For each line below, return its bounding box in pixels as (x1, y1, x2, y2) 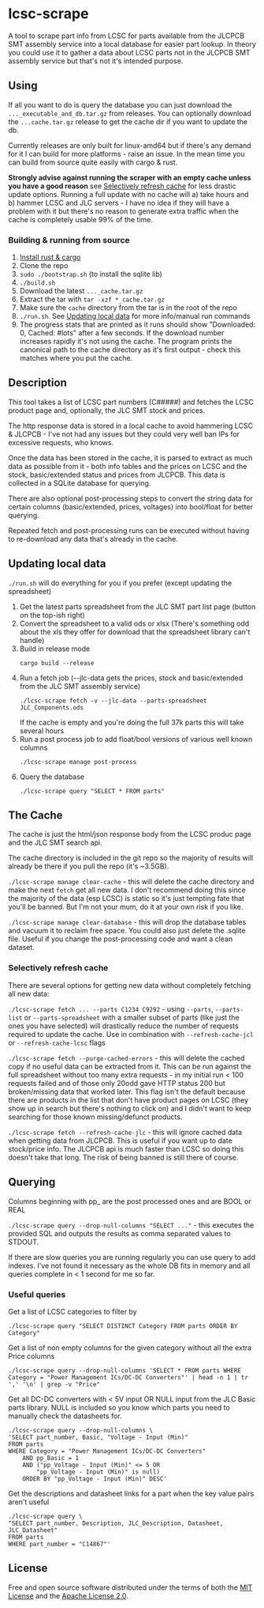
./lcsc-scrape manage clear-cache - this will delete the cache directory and (8, 877, 255, 887)
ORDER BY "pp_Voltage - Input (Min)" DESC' (22, 1474, 168, 1483)
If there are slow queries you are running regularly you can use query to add (8, 1252, 256, 1262)
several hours (19, 725, 65, 736)
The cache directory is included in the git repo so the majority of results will (8, 853, 254, 863)
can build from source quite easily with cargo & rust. (8, 157, 178, 167)
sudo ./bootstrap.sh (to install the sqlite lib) (19, 270, 163, 279)
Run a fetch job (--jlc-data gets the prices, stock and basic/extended (19, 673, 244, 683)
